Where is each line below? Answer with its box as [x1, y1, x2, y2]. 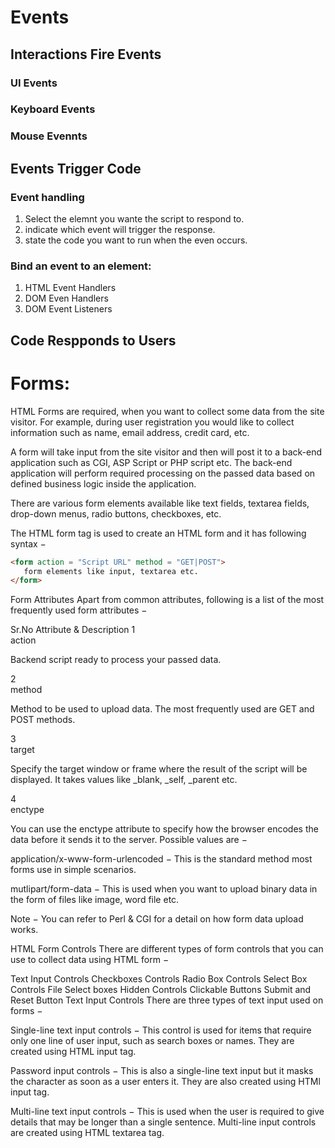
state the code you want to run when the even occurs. [24, 234, 248, 246]
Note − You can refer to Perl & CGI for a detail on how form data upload [10, 913, 304, 925]
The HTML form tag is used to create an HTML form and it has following [10, 527, 307, 539]
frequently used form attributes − [10, 604, 148, 616]
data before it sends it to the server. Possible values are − [10, 834, 248, 846]
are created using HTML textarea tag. [10, 1127, 165, 1139]
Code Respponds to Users [10, 332, 177, 349]
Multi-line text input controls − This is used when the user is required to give [10, 1106, 325, 1118]
